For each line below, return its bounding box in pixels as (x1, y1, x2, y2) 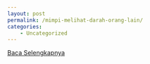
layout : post (7, 10, 46, 17)
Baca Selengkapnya (7, 49, 65, 57)
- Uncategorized (20, 29, 68, 37)
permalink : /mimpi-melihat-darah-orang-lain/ (7, 17, 143, 24)
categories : (7, 23, 42, 30)
